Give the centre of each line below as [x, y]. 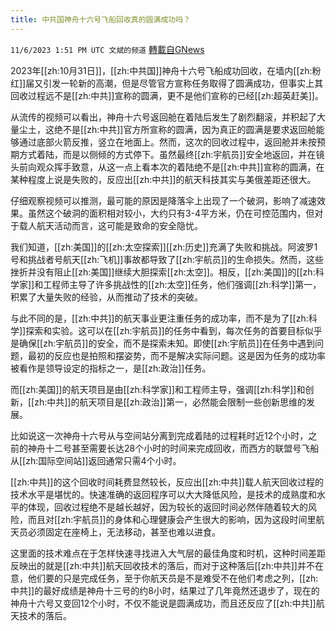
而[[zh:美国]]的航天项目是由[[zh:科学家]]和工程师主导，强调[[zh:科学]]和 [158, 389]
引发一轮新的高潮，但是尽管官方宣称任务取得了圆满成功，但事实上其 [183, 83]
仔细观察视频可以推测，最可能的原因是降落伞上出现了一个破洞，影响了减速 [163, 200]
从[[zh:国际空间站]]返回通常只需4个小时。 [96, 460]
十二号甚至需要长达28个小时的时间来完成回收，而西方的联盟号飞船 [182, 448]
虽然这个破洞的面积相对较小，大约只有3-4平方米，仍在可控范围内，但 [171, 213]
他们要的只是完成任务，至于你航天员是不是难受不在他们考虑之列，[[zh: [173, 578]
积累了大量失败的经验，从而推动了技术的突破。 [106, 297]
